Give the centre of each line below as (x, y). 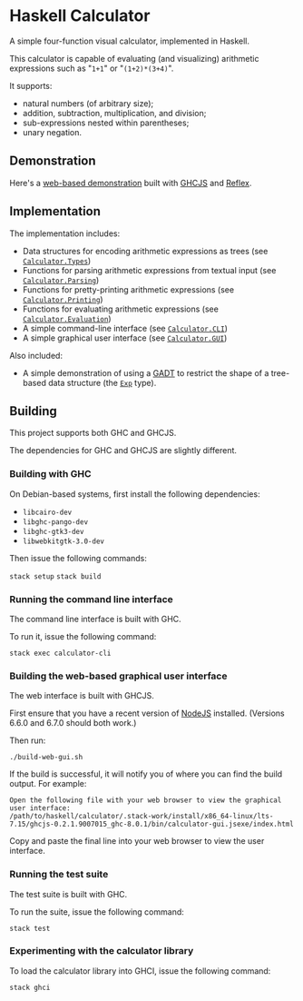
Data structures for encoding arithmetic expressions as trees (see (145, 251)
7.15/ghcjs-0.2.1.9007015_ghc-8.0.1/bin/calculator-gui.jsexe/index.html (152, 824)
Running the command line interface (92, 599)
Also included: (36, 355)
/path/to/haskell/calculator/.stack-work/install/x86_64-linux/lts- (142, 817)
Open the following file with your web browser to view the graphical (146, 800)
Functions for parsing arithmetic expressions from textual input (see (149, 270)
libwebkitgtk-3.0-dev (63, 541)
